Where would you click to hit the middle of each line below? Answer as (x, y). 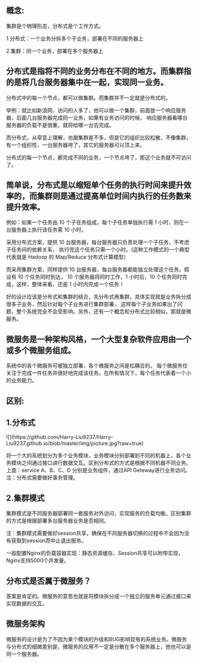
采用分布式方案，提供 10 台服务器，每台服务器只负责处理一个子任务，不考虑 (98, 242)
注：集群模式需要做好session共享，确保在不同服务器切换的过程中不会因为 (95, 533)
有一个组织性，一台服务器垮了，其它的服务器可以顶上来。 (75, 145)
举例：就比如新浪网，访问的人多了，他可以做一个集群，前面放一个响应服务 (96, 110)
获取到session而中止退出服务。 (49, 540)
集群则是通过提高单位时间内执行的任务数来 (114, 196)
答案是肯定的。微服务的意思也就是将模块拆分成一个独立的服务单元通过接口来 (99, 596)
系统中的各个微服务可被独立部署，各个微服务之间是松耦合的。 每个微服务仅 (97, 366)
